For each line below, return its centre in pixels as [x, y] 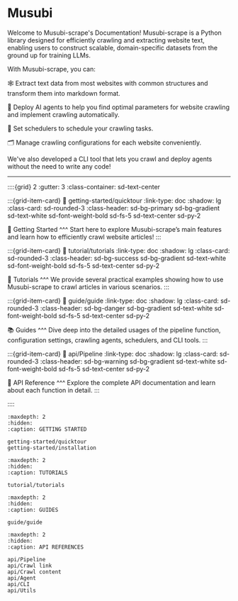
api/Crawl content [34, 572]
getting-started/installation [52, 448]
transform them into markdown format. [64, 93]
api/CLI [19, 584]
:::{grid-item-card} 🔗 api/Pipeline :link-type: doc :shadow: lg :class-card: [113, 354]
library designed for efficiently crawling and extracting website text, [106, 40]
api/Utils [22, 590]
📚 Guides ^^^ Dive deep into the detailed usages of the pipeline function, [114, 330]
